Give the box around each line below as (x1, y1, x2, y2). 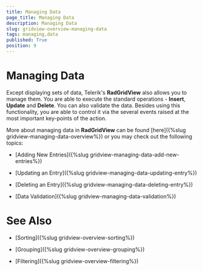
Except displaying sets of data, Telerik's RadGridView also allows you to (6, 89, 187, 96)
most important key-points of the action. (6, 115, 107, 122)
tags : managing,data (6, 32, 59, 38)
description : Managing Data (6, 20, 78, 26)
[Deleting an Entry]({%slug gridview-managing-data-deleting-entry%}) (15, 181, 193, 188)
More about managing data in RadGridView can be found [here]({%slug (6, 126, 186, 133)
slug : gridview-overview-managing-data (6, 25, 107, 32)
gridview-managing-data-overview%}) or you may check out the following (6, 133, 193, 140)
